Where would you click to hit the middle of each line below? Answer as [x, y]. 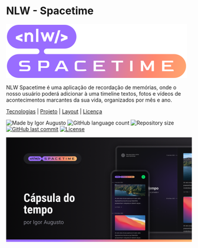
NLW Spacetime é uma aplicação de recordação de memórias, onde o [91, 87]
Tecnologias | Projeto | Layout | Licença [54, 111]
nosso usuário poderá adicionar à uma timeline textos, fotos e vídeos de [94, 93]
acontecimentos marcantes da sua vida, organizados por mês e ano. [89, 100]
